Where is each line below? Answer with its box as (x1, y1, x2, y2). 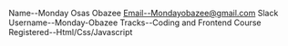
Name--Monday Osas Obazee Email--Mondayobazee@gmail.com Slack (8, 8, 279, 18)
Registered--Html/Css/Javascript (8, 27, 133, 37)
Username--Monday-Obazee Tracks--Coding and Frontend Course (8, 17, 262, 28)
